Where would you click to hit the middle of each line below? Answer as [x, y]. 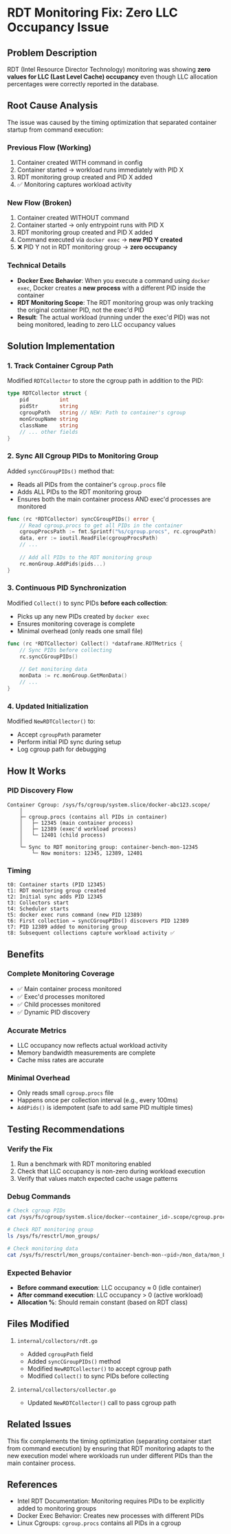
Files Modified [38, 1324]
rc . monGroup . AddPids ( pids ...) [63, 564]
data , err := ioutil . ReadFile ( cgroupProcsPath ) [89, 538]
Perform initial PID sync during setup [69, 742]
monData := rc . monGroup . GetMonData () [74, 676]
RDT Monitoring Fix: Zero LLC [92, 13]
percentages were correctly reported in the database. [83, 84]
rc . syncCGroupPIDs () [49, 657]
